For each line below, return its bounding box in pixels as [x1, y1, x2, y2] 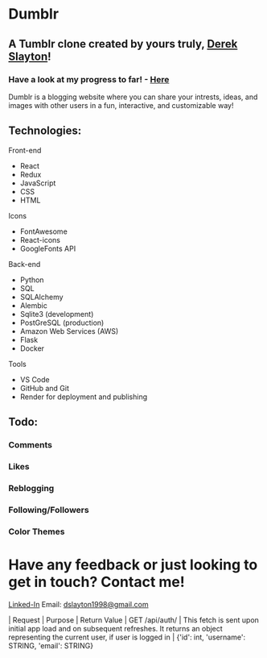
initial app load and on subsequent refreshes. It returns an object [8, 623, 223, 633]
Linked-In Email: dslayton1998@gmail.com [8, 599, 149, 609]
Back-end [8, 259, 41, 269]
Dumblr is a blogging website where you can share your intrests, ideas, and [8, 92, 258, 102]
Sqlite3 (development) [19, 309, 94, 319]
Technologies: [8, 124, 82, 138]
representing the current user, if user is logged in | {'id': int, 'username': [8, 632, 246, 642]
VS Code [19, 374, 50, 384]
